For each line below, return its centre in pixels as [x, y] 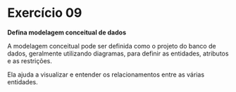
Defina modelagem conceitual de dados [67, 32]
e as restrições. [30, 60]
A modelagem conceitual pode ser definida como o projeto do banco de [112, 46]
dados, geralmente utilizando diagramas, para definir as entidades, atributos [118, 53]
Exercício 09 [45, 13]
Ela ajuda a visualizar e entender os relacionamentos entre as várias [106, 74]
